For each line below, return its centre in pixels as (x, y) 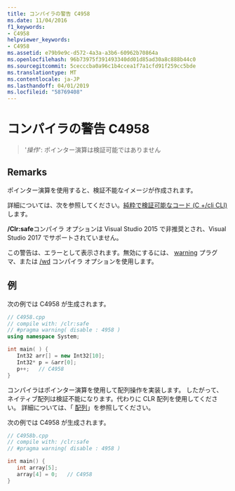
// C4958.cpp (26, 317)
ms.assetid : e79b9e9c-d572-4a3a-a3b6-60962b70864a (83, 53)
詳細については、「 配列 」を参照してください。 (88, 407)
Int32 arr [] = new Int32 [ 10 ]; (61, 356)
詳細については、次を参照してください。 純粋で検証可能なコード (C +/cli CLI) (117, 205)
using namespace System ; (43, 337)
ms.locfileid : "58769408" (45, 92)
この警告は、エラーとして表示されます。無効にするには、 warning (102, 252)
